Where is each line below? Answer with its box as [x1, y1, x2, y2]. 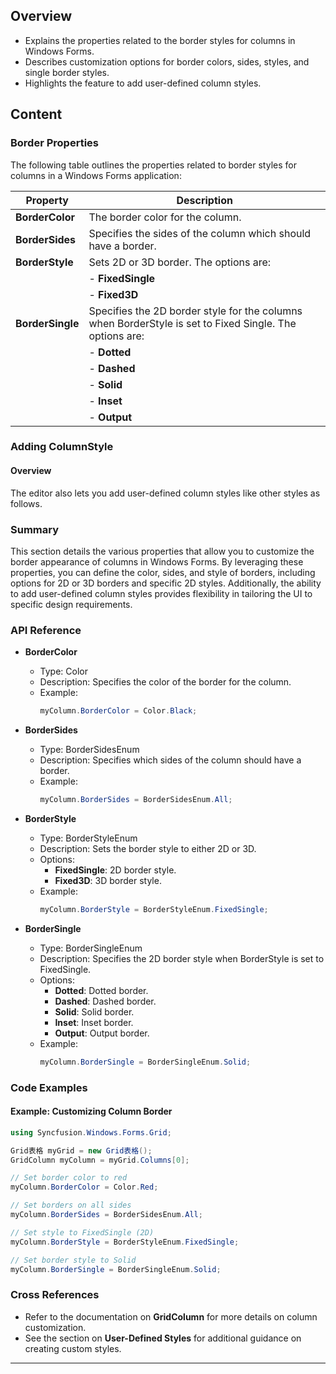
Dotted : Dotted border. [54, 984, 149, 996]
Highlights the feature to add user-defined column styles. [24, 77, 262, 89]
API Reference [10, 623, 82, 637]
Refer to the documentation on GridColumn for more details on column [24, 1310, 318, 1323]
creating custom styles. [24, 1342, 122, 1354]
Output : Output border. [54, 1027, 150, 1039]
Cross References [10, 1288, 100, 1302]
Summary [10, 522, 60, 536]
